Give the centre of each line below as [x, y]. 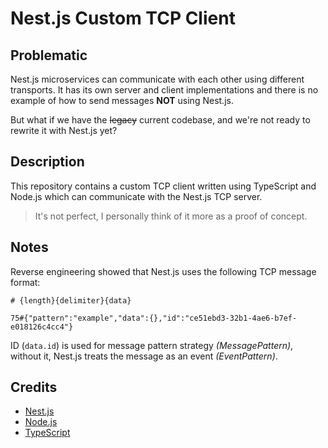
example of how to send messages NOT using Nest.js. [122, 100]
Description [47, 162]
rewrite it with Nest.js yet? [64, 130]
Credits [34, 387]
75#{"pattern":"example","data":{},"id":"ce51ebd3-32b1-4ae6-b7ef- [154, 318]
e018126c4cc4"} [42, 327]
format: [25, 282]
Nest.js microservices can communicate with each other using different [157, 79]
